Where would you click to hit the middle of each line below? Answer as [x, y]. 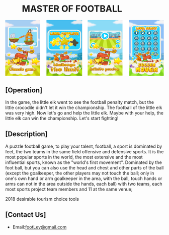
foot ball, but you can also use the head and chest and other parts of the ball [84, 167]
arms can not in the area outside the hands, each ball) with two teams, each [84, 184]
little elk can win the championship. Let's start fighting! [62, 118]
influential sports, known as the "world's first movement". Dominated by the [83, 162]
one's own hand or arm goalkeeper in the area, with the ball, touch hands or [84, 178]
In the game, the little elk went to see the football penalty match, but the [80, 102]
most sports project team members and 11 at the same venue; [69, 189]
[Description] [26, 134]
